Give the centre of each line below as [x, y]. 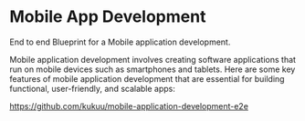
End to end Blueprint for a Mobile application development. [120, 42]
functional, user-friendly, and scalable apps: [93, 88]
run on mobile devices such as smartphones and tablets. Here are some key [152, 69]
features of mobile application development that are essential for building [147, 78]
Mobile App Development [108, 17]
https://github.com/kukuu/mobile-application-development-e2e [129, 106]
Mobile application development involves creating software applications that [153, 59]
